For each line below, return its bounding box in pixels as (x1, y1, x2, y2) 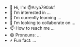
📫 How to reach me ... (9, 25, 55, 31)
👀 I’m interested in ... (9, 10, 51, 15)
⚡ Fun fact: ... (9, 37, 36, 43)
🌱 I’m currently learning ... (9, 15, 62, 20)
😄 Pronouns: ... (9, 32, 41, 38)
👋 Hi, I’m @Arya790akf (9, 5, 55, 10)
